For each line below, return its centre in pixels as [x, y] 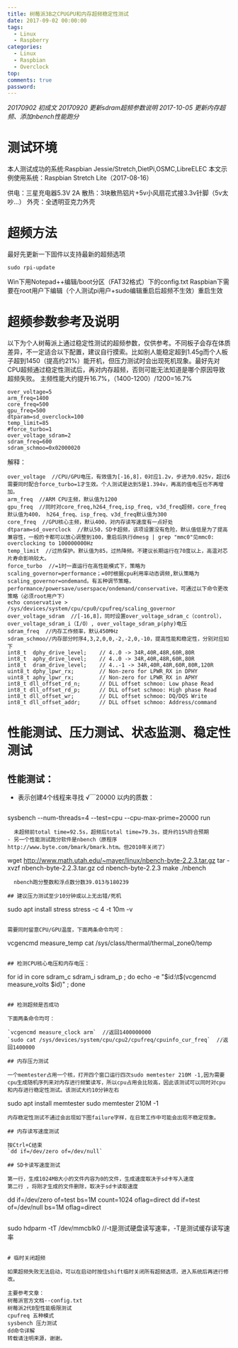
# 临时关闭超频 [27, 1258]
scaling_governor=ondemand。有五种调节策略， [71, 581]
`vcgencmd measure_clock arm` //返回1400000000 [79, 1032]
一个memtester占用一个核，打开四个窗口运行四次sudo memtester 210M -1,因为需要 [116, 1075]
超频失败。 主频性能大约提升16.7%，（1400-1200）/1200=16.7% [100, 379]
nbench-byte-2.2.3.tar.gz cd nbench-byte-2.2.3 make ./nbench [114, 868]
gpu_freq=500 [27, 411]
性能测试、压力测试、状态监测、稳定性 [119, 733]
